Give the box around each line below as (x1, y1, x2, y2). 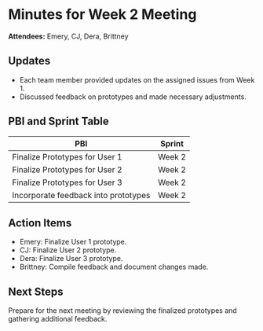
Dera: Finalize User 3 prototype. (19, 254, 123, 263)
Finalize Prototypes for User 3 (12, 177, 123, 188)
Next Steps (8, 285, 64, 298)
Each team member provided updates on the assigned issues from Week (19, 75, 255, 84)
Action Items (8, 216, 72, 230)
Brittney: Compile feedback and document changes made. (19, 262, 209, 272)
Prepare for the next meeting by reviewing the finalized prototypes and (8, 306, 237, 315)
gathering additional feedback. (8, 314, 108, 324)
